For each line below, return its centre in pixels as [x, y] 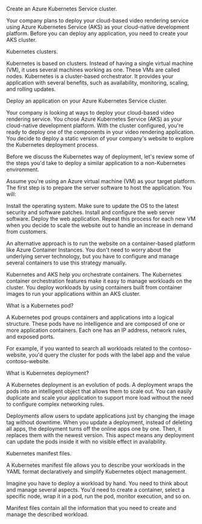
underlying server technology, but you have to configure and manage [93, 256]
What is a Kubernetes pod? [40, 305]
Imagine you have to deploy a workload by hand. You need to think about [97, 483]
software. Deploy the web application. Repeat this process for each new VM [101, 219]
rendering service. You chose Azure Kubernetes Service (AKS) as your [94, 119]
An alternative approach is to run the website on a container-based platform [101, 243]
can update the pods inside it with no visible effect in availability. [86, 442]
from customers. [27, 232]
